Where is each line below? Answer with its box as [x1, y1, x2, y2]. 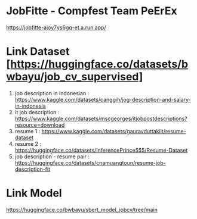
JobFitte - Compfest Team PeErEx [6, 4, 177, 18]
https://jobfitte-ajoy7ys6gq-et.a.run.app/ [6, 24, 106, 31]
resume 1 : [14, 127, 41, 134]
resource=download [14, 121, 65, 129]
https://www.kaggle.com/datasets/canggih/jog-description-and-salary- [14, 96, 191, 103]
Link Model [6, 186, 62, 200]
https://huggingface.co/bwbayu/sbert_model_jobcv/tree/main [6, 206, 158, 213]
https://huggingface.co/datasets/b [10, 58, 189, 71]
